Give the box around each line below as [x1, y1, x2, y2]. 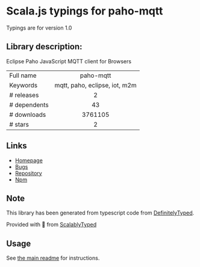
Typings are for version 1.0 [6, 24, 72, 31]
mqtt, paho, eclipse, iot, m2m [54, 81, 137, 89]
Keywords [9, 81, 38, 89]
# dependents [9, 101, 49, 109]
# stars [9, 120, 29, 128]
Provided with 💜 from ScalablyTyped [6, 221, 97, 228]
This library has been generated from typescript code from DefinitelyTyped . [6, 209, 195, 216]
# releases [9, 90, 39, 99]
